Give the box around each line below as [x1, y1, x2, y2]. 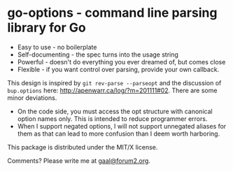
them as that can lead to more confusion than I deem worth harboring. [17, 129, 220, 138]
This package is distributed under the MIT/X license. [7, 143, 158, 151]
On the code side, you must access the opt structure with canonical [17, 107, 213, 115]
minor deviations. [7, 93, 57, 102]
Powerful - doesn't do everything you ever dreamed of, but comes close [17, 57, 226, 66]
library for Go [7, 20, 86, 36]
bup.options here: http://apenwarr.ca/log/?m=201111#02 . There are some [7, 86, 218, 94]
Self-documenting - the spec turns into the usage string [17, 50, 178, 59]
